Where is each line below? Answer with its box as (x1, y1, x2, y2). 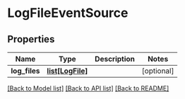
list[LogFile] (47, 66, 88, 76)
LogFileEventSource (7, 5, 129, 21)
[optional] (141, 66, 174, 76)
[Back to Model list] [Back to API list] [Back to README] (7, 84, 169, 93)
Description (95, 54, 136, 64)
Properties (7, 33, 55, 45)
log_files (11, 66, 40, 76)
